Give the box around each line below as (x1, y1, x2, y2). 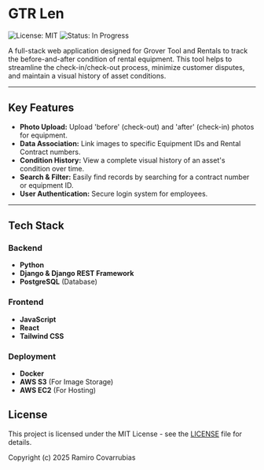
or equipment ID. (19, 180, 74, 189)
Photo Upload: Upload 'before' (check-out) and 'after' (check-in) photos (19, 122, 255, 131)
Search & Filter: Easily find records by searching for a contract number (19, 172, 250, 182)
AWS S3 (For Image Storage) (19, 377, 114, 387)
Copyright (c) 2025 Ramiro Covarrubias (8, 453, 136, 462)
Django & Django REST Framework (19, 269, 134, 278)
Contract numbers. (19, 147, 81, 156)
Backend (8, 243, 43, 254)
